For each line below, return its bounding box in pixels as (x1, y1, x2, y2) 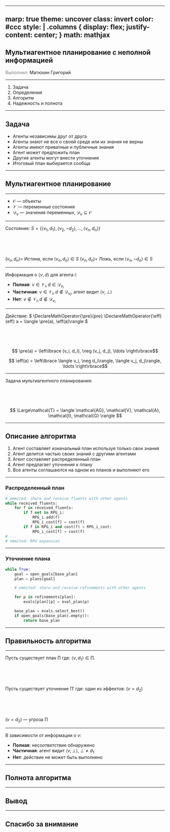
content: (5, 31, 33, 40)
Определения (12, 89, 42, 95)
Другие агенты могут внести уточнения (12, 155, 99, 161)
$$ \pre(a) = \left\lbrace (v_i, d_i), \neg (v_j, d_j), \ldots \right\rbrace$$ (12, 347, 158, 354)
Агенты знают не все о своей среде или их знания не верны (12, 139, 143, 145)
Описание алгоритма (5, 432, 76, 440)
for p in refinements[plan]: (14, 595, 76, 600)
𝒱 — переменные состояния (12, 204, 75, 210)
